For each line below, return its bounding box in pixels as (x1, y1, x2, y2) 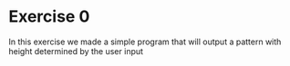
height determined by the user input (8, 45, 143, 56)
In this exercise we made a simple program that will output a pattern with (8, 36, 282, 47)
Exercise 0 (8, 6, 90, 27)
